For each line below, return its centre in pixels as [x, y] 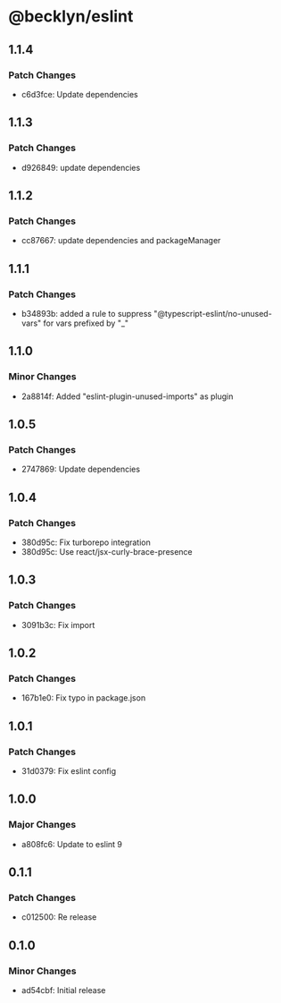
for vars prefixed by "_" [86, 323]
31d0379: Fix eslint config [69, 771]
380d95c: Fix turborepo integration [86, 542]
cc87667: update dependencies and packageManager [121, 241]
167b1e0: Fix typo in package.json [83, 698]
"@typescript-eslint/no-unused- [213, 313]
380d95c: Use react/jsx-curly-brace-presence [107, 552]
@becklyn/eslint [71, 17]
